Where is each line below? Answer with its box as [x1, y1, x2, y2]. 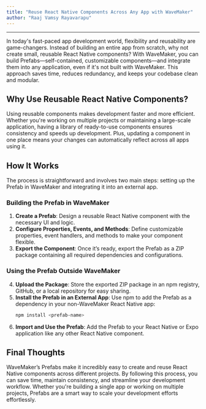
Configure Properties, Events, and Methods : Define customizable [15, 225, 184, 233]
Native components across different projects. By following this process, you [6, 370, 198, 377]
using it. [6, 143, 26, 150]
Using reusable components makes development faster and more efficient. [6, 110, 195, 118]
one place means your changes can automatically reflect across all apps [6, 136, 189, 144]
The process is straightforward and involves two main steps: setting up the [6, 177, 195, 184]
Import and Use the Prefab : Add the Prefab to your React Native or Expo [15, 323, 199, 331]
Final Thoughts [6, 347, 66, 358]
